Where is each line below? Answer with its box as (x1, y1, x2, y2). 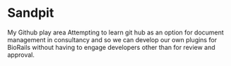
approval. (7, 51, 35, 59)
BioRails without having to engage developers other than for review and (7, 43, 215, 51)
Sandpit (7, 5, 54, 21)
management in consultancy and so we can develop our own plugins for (7, 35, 218, 44)
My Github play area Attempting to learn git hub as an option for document (7, 28, 224, 37)
